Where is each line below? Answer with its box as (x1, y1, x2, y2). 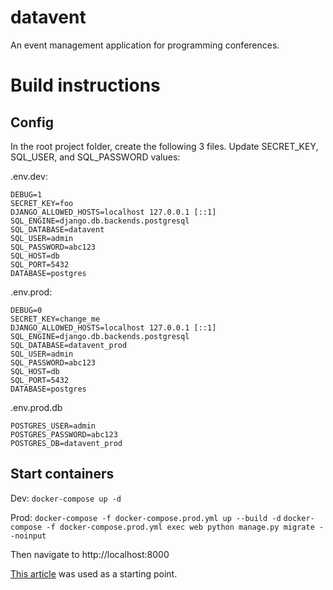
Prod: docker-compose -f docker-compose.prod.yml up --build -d (10, 511, 282, 523)
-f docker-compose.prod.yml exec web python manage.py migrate (46, 522, 315, 532)
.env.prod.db (10, 401, 63, 413)
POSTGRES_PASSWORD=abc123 (10, 429, 118, 440)
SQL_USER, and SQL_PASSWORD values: (10, 151, 181, 163)
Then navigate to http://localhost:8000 (10, 548, 170, 560)
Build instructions (10, 74, 161, 97)
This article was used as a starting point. (10, 567, 178, 580)
